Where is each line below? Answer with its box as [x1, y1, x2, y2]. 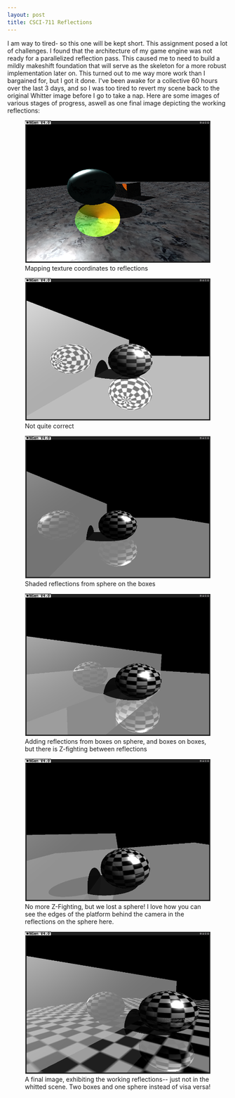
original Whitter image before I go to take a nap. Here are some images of [7, 91, 220, 100]
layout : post [7, 11, 46, 18]
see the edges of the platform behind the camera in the [25, 910, 184, 918]
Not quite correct [25, 422, 74, 430]
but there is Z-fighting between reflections [25, 744, 147, 753]
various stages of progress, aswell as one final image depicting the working [7, 98, 226, 107]
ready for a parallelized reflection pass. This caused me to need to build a [7, 53, 220, 63]
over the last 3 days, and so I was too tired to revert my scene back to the [7, 84, 220, 92]
